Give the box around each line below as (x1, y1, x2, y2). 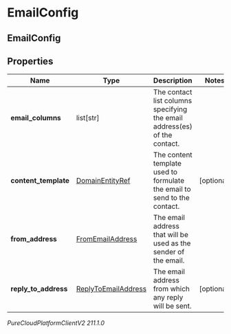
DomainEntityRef (76, 176, 131, 186)
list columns (153, 96, 192, 106)
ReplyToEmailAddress (76, 284, 146, 293)
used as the (153, 238, 191, 248)
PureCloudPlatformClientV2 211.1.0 (7, 319, 105, 327)
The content (153, 150, 192, 159)
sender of (153, 247, 185, 257)
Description (153, 76, 192, 85)
